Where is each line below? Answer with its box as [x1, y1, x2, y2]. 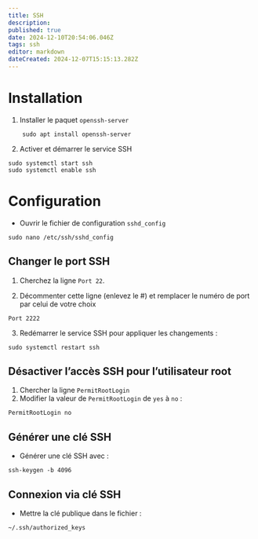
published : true [8, 26, 61, 34]
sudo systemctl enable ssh [8, 166, 96, 174]
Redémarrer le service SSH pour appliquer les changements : [19, 328, 218, 338]
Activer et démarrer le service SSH [19, 144, 133, 153]
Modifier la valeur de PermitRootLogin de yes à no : [19, 394, 183, 403]
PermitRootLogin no [8, 409, 72, 417]
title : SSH [8, 11, 44, 20]
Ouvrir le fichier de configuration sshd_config [19, 218, 166, 228]
